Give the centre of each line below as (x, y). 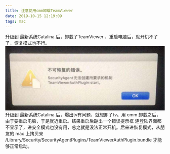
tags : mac (16, 21)
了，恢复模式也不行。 (27, 43)
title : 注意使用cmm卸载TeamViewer (39, 11)
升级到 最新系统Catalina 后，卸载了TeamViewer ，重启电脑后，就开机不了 (82, 37)
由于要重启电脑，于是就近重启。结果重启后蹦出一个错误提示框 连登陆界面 (81, 121)
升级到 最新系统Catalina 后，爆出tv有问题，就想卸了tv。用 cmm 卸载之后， (83, 114)
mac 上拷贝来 (29, 133)
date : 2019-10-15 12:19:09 (34, 16)
